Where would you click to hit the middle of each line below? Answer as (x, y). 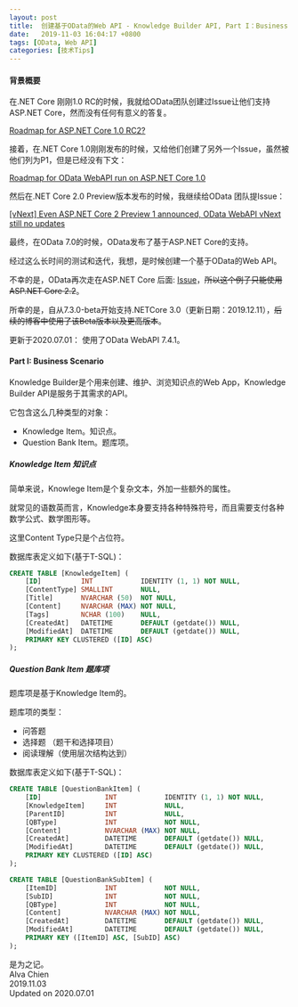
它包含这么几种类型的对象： (60, 412)
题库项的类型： (36, 712)
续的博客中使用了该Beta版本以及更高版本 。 (88, 321)
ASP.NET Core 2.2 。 (44, 291)
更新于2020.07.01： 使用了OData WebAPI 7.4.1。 (97, 340)
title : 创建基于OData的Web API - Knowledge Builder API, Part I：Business (149, 26)
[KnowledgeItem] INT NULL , (105, 806)
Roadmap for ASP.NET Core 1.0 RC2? (77, 131)
